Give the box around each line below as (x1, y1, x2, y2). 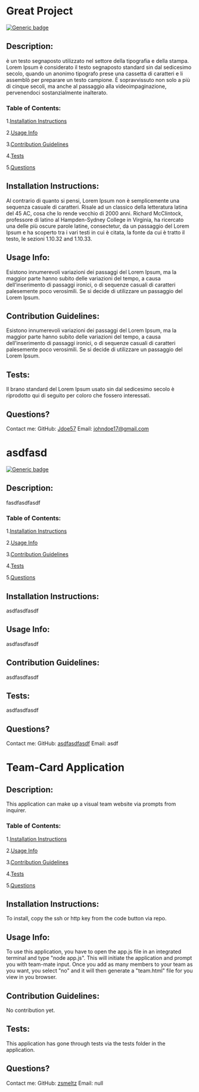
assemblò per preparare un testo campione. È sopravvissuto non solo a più (6, 76, 191, 83)
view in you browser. (6, 974, 57, 981)
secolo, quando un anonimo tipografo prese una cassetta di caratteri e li (6, 70, 184, 77)
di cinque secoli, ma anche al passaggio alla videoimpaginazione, (6, 83, 167, 90)
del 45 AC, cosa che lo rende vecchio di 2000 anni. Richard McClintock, (6, 209, 183, 216)
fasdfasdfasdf (6, 499, 41, 506)
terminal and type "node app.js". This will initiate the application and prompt (6, 954, 192, 962)
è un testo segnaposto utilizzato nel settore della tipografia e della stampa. (6, 57, 189, 64)
